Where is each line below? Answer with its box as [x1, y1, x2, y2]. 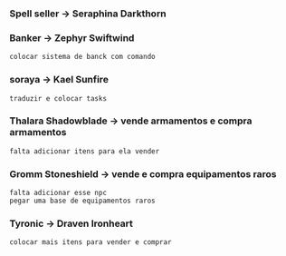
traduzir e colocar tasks [9, 94, 107, 103]
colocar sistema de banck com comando [9, 53, 156, 62]
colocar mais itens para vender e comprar [9, 238, 172, 247]
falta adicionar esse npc [9, 189, 107, 198]
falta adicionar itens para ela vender [9, 146, 160, 156]
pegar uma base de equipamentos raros [9, 196, 156, 206]
